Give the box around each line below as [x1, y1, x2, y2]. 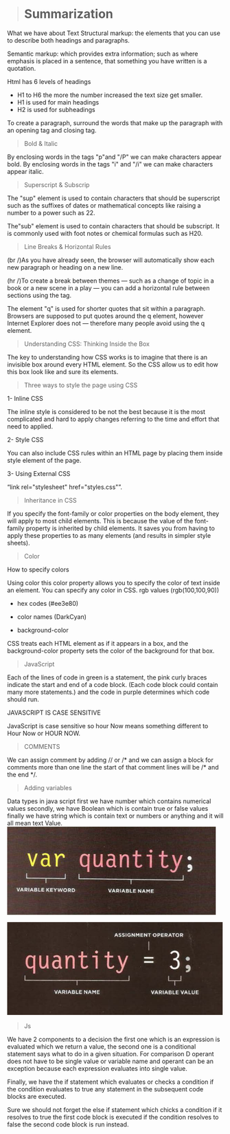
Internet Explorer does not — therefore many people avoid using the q [7, 319, 205, 327]
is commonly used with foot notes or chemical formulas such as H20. [7, 229, 203, 237]
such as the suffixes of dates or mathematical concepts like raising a [7, 201, 201, 209]
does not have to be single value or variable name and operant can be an [7, 1057, 214, 1065]
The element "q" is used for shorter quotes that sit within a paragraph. [7, 304, 206, 312]
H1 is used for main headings [16, 98, 100, 106]
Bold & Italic [23, 139, 58, 147]
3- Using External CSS [7, 469, 71, 477]
